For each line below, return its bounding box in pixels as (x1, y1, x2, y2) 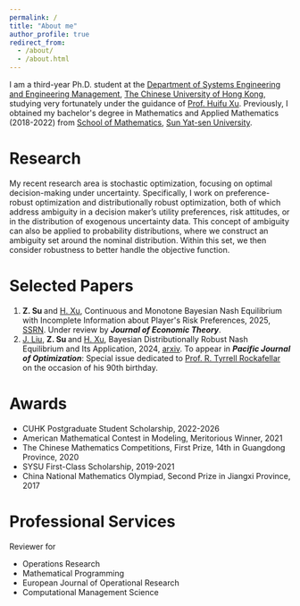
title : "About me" (9, 21, 78, 30)
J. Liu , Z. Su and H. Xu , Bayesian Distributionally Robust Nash (21, 333, 248, 344)
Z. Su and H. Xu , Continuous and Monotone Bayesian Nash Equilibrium (21, 305, 283, 316)
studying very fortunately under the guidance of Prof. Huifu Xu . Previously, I (9, 98, 288, 108)
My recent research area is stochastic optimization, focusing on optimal (9, 178, 272, 189)
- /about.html (17, 55, 70, 63)
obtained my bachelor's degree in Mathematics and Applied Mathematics (9, 108, 279, 118)
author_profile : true (9, 29, 90, 38)
